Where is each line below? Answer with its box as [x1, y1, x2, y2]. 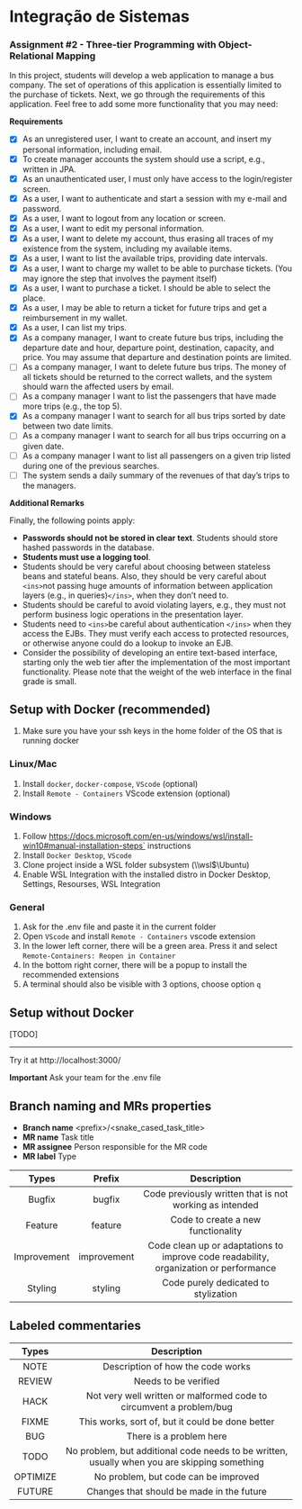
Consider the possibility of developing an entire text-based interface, [22, 646, 279, 658]
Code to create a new [170, 1214, 262, 1225]
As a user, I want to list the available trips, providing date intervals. [22, 252, 268, 263]
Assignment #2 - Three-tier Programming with [9, 39, 217, 51]
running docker [22, 736, 79, 746]
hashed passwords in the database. [22, 542, 155, 553]
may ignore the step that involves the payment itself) [22, 273, 218, 285]
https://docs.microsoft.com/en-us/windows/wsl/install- [49, 831, 253, 842]
